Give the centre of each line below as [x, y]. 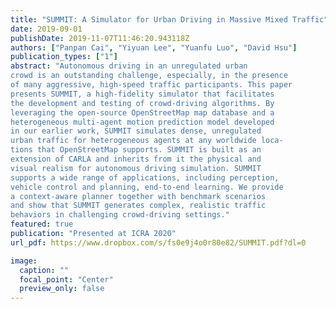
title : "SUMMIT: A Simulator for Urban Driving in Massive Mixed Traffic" [169, 19]
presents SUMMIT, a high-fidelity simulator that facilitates [142, 94]
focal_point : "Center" [66, 279]
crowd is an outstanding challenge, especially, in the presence [149, 76]
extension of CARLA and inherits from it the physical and [136, 159]
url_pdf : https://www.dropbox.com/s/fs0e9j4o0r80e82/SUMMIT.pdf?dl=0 [158, 242]
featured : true [42, 224]
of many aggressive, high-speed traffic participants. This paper [151, 85]
